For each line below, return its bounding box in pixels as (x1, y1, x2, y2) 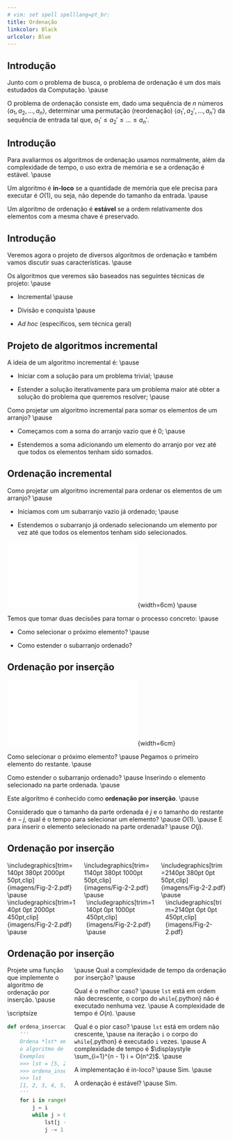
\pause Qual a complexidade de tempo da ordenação (74, 966, 227, 974)
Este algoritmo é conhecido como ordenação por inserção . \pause (7, 794, 200, 803)
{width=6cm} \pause (138, 600, 198, 609)
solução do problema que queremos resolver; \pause (17, 393, 170, 401)
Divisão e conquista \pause (17, 306, 96, 314)
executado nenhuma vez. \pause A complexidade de (74, 1002, 225, 1010)
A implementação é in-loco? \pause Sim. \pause (74, 1066, 212, 1074)
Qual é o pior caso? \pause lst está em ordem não (74, 1022, 220, 1031)
